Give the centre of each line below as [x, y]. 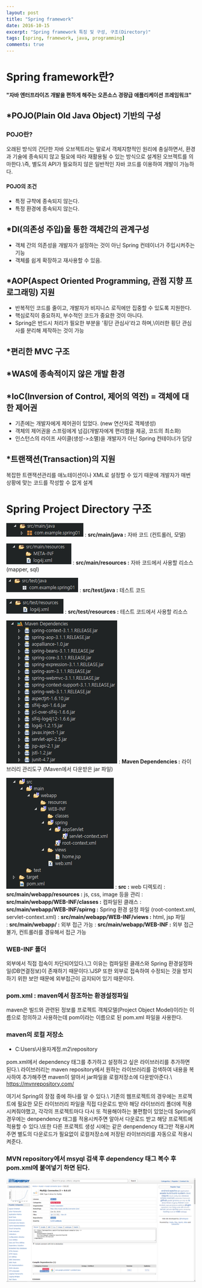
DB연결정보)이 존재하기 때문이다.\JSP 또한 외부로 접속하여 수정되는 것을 [97, 971]
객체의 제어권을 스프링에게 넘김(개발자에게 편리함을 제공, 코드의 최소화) [98, 431]
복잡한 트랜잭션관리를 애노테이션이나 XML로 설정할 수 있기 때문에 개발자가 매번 [99, 475]
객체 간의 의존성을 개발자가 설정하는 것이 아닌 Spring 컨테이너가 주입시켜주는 [105, 245]
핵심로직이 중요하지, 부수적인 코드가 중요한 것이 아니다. [79, 316]
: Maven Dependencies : [149, 761]
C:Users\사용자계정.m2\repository [56, 1049]
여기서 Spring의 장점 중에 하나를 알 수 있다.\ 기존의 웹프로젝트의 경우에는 [91, 1096]
